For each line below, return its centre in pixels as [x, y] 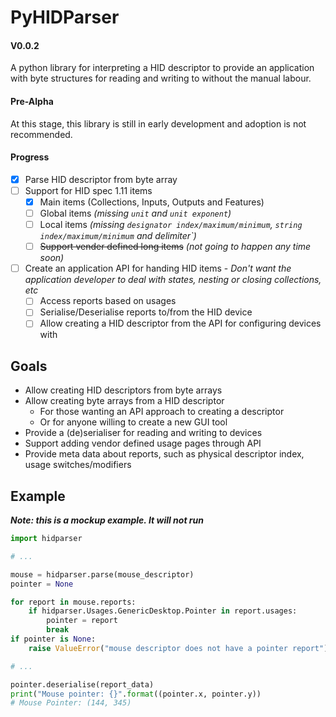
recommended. [41, 134]
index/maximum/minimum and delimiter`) [118, 236]
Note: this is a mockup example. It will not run [107, 520]
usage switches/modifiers [78, 465]
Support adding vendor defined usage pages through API [143, 443]
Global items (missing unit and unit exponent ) [135, 213]
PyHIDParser [65, 17]
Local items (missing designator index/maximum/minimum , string [171, 225]
